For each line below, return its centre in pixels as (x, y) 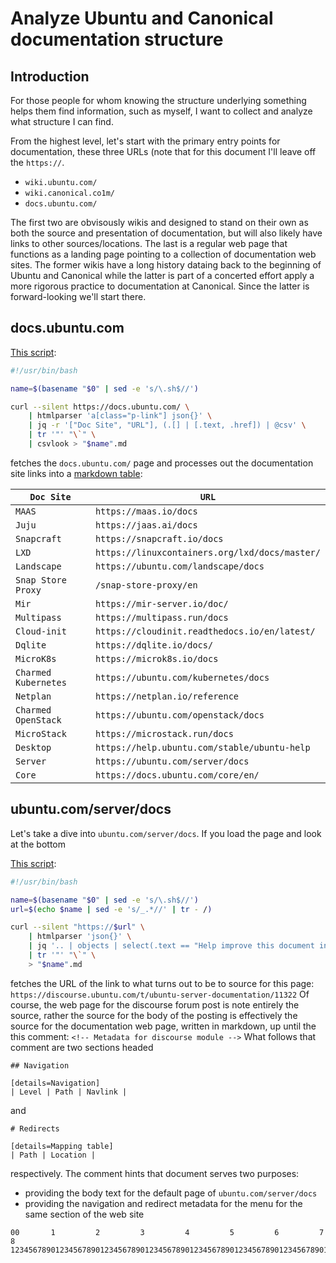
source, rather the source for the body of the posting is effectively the (154, 1015)
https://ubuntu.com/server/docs (172, 761)
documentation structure (117, 39)
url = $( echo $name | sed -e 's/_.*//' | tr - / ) (111, 909)
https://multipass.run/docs (161, 617)
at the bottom (38, 844)
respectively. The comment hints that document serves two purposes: (155, 1173)
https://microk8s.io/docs (156, 658)
